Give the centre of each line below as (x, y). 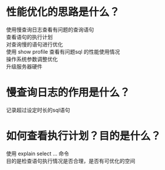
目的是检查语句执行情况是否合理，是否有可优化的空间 (71, 161)
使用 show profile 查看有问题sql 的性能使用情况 (63, 51)
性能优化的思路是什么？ (63, 12)
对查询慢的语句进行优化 (34, 44)
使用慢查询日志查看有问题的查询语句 (50, 30)
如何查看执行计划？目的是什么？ (84, 136)
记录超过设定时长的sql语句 (38, 110)
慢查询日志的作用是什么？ (68, 93)
